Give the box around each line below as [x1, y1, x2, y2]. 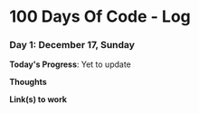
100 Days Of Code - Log [9, 6, 192, 27]
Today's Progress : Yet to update [9, 59, 131, 70]
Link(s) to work [9, 94, 68, 105]
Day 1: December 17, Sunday [9, 39, 136, 52]
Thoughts [9, 77, 47, 88]
